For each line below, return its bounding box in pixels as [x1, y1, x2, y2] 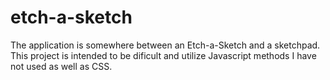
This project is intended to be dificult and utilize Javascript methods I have [10, 49, 317, 61]
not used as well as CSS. [10, 60, 113, 72]
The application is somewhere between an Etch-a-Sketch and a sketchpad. [10, 39, 321, 51]
